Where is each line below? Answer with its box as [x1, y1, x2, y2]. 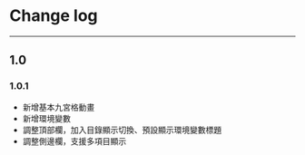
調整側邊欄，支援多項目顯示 [22, 135, 127, 146]
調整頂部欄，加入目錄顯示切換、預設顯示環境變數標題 [22, 124, 222, 135]
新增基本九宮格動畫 [22, 102, 95, 112]
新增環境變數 [22, 112, 71, 123]
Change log [9, 5, 98, 26]
